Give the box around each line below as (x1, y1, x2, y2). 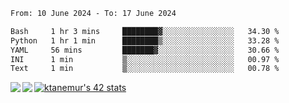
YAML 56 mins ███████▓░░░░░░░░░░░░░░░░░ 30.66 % (10, 45, 280, 55)
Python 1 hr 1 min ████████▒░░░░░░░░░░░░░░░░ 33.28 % (10, 35, 280, 46)
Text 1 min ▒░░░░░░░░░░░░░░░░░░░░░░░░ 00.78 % (10, 64, 280, 74)
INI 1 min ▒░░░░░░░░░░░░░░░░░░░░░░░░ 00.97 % (10, 54, 280, 64)
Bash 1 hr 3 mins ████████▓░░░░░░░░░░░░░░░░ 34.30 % (10, 26, 280, 36)
